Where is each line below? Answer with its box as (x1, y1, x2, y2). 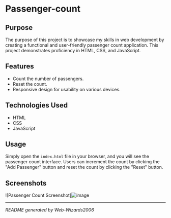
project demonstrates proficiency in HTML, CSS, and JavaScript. (5, 48, 141, 53)
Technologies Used (5, 101, 68, 110)
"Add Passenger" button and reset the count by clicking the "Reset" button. (5, 164, 163, 170)
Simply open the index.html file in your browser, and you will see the (5, 153, 149, 160)
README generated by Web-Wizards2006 (5, 207, 94, 213)
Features (5, 62, 34, 71)
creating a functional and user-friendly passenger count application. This (5, 42, 159, 48)
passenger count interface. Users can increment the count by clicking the (5, 159, 160, 165)
